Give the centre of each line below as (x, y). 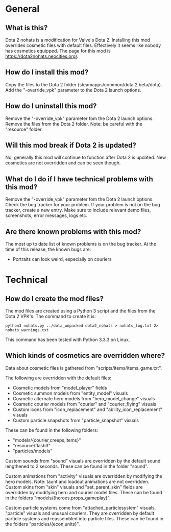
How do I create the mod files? (54, 298)
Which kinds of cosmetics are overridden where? (85, 356)
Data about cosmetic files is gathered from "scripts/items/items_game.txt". (84, 368)
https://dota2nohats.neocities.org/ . (42, 56)
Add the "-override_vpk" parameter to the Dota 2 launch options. (73, 90)
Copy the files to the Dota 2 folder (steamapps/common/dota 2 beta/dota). (84, 84)
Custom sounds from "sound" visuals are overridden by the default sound (83, 461)
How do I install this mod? (47, 72)
